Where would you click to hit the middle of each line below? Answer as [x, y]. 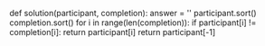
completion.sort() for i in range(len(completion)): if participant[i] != [133, 23]
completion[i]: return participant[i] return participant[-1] [113, 32]
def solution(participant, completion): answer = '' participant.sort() [133, 13]
